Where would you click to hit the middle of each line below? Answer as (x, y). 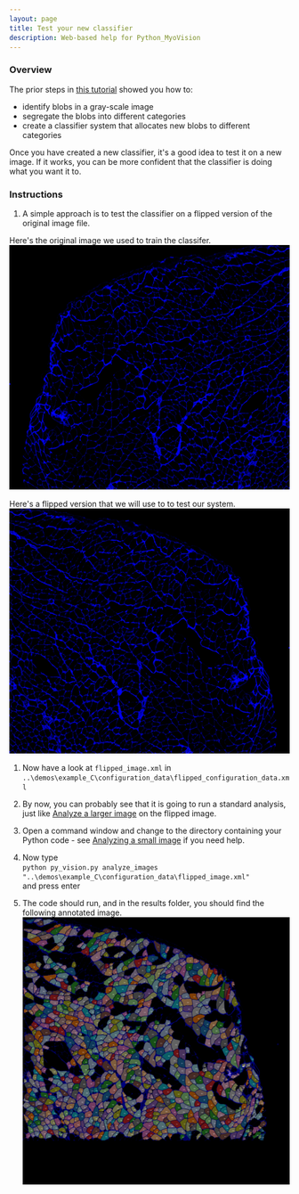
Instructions (36, 194)
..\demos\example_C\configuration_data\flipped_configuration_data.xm (156, 778)
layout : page (33, 19)
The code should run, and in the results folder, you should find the (143, 903)
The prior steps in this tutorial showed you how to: (101, 89)
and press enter (51, 886)
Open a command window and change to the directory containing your (152, 830)
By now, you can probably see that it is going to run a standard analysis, (154, 804)
